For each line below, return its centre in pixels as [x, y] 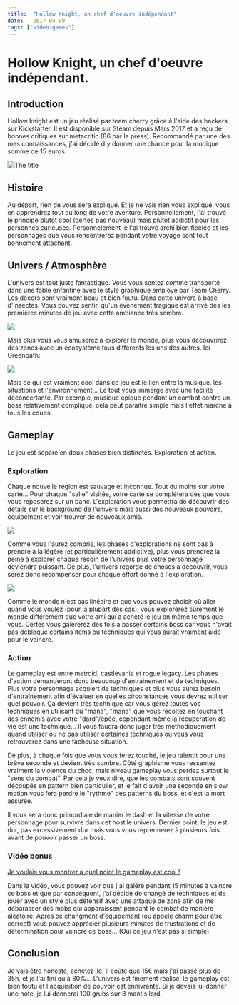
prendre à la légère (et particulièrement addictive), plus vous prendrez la [114, 552]
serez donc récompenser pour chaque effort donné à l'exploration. [105, 575]
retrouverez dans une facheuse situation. [68, 742]
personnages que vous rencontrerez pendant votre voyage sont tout [108, 236]
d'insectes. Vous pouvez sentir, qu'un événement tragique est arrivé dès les [119, 305]
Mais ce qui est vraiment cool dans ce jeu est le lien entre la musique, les [115, 382]
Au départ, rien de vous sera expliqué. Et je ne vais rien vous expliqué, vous [119, 205]
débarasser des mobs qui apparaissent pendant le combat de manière [111, 908]
